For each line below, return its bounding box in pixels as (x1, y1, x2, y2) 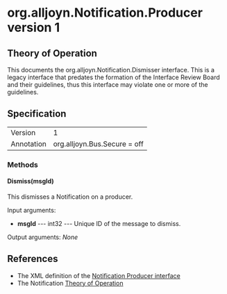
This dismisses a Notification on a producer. (7, 193, 133, 201)
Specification (7, 108, 67, 120)
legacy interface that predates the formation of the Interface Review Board (7, 73, 220, 81)
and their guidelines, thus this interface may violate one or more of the (7, 81, 208, 88)
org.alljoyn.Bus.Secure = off (53, 139, 144, 149)
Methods (7, 160, 38, 170)
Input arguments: (7, 206, 56, 214)
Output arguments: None (7, 233, 78, 241)
